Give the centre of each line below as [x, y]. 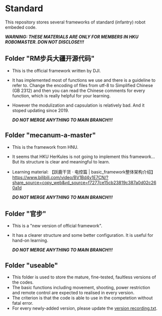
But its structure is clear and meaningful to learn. [61, 161]
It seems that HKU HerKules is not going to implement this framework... [83, 157]
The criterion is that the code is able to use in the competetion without [82, 298]
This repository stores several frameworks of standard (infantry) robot [75, 22]
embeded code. [21, 27]
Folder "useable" [32, 265]
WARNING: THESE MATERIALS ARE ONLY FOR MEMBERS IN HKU [72, 37]
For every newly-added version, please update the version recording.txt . [85, 308]
